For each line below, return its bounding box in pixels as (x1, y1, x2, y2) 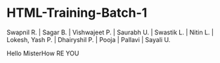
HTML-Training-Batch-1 (6, 5, 148, 21)
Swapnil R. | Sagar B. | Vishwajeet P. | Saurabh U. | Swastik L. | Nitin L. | (6, 28, 214, 36)
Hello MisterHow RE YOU (6, 49, 79, 57)
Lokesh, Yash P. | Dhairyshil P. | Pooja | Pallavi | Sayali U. (6, 35, 171, 43)
